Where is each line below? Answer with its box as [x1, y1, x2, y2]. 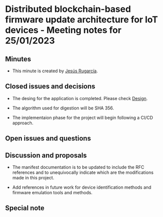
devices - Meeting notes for [5, 25, 122, 36]
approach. [12, 120, 34, 126]
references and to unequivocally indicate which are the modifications [12, 169, 154, 175]
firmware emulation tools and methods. [12, 190, 93, 196]
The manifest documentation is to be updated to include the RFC [12, 164, 145, 170]
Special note [5, 204, 45, 213]
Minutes [5, 54, 31, 63]
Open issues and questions [5, 134, 91, 143]
